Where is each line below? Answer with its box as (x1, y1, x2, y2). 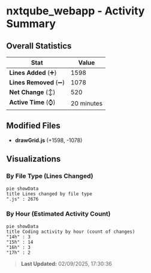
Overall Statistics (6, 41, 72, 51)
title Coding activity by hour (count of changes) (6, 229, 135, 235)
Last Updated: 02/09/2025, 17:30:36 (20, 260, 112, 267)
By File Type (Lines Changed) (6, 172, 93, 180)
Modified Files (6, 121, 61, 131)
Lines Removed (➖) (9, 78, 65, 86)
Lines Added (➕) (9, 69, 57, 77)
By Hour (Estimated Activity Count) (6, 210, 111, 218)
